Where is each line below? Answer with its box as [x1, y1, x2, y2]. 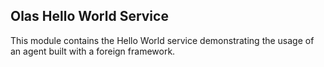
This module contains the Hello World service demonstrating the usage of [10, 34, 315, 46]
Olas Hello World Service [10, 8, 169, 25]
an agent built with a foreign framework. [10, 45, 176, 57]
